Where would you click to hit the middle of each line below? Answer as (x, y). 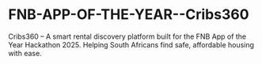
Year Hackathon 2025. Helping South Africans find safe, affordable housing (131, 44)
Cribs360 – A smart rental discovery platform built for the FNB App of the (127, 36)
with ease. (25, 53)
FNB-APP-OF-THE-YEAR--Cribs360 (129, 15)
